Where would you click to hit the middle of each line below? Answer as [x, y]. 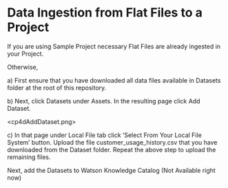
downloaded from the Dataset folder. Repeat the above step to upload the [112, 149]
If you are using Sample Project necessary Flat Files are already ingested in [114, 46]
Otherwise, [23, 67]
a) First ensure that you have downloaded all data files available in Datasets [114, 80]
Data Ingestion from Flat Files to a [105, 13]
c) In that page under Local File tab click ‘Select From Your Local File [104, 135]
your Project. [25, 54]
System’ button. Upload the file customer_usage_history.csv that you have [112, 142]
